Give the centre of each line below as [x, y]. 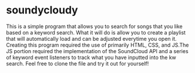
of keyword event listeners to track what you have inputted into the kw [91, 57]
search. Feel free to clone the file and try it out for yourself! [78, 63]
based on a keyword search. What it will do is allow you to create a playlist [96, 32]
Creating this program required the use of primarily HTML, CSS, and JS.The [97, 45]
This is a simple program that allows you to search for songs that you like [95, 26]
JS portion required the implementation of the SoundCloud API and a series [97, 51]
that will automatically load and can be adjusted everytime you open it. [92, 39]
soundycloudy [42, 10]
